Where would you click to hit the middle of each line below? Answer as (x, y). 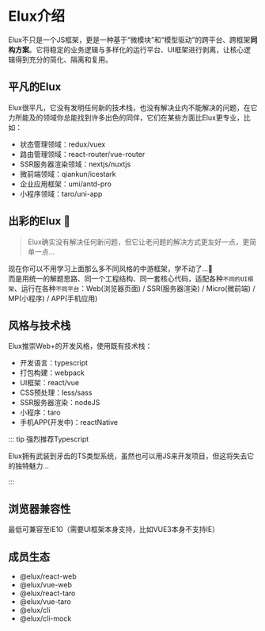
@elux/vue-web (46, 585)
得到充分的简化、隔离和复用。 (63, 59)
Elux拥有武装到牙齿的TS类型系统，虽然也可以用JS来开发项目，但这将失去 (128, 456)
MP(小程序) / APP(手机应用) (53, 298)
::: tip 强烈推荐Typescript (49, 439)
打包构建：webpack (52, 373)
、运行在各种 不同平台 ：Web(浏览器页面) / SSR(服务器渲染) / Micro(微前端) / (134, 288)
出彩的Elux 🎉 (40, 222)
